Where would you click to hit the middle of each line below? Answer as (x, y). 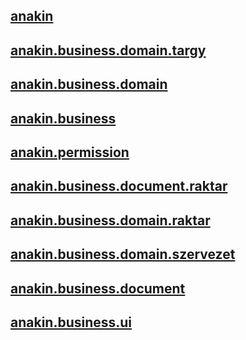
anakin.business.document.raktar (119, 186)
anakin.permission (70, 152)
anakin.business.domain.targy (108, 50)
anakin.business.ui (71, 322)
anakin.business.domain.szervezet (123, 254)
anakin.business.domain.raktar (110, 220)
